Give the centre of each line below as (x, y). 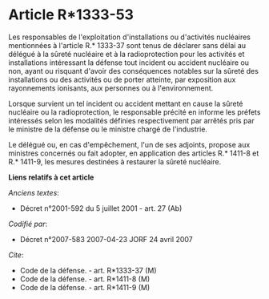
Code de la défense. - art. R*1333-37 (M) (88, 270)
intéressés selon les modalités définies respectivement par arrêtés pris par (131, 120)
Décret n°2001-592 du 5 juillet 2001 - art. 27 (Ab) (101, 208)
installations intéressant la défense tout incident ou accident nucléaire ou (129, 63)
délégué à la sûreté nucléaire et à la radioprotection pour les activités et (126, 54)
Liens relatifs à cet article (51, 177)
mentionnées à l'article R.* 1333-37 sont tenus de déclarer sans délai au (127, 45)
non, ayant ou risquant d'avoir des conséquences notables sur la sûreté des (133, 71)
